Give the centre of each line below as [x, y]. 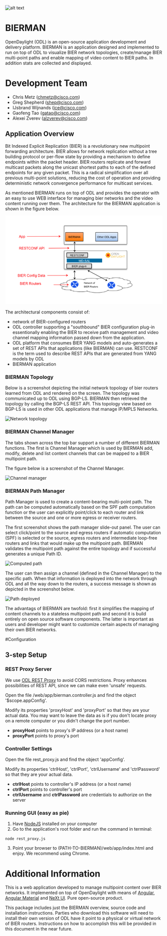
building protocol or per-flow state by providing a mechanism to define [78, 156]
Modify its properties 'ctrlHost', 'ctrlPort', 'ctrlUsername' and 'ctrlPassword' [83, 769]
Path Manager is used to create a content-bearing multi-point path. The [79, 502]
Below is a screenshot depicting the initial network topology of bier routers [82, 388]
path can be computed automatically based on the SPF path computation [80, 507]
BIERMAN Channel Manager [40, 432]
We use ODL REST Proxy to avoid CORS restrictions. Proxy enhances [76, 680]
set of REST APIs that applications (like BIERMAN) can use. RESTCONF [85, 348]
